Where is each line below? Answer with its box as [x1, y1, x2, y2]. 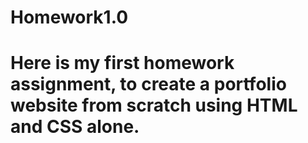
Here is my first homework [10, 52, 235, 75]
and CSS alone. [10, 116, 140, 138]
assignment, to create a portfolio [10, 73, 287, 96]
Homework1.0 [10, 6, 129, 29]
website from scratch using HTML [10, 94, 298, 117]
